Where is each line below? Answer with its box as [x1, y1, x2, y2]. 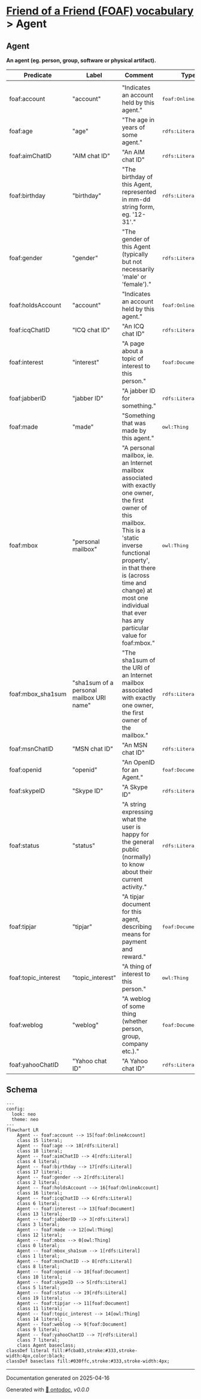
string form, [121, 203, 155, 211]
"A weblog [121, 995, 151, 1003]
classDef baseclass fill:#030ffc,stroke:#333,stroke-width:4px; [6, 1358, 170, 1364]
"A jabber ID [121, 387, 156, 394]
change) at [121, 587, 153, 594]
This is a [121, 527, 145, 534]
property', [121, 557, 150, 564]
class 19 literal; [17, 1295, 63, 1301]
